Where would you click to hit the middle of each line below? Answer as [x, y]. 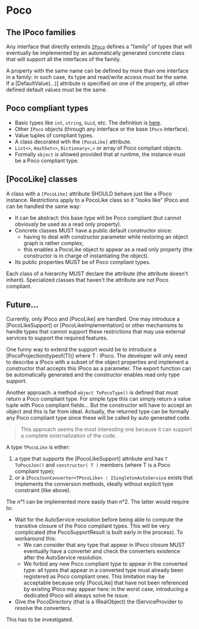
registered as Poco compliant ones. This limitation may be [94, 577]
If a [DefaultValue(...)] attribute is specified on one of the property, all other [98, 83]
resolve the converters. [43, 608]
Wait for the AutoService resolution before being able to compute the [99, 520]
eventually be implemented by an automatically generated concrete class [95, 53]
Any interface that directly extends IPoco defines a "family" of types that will [99, 46]
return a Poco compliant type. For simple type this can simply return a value [99, 399]
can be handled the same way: [44, 206]
